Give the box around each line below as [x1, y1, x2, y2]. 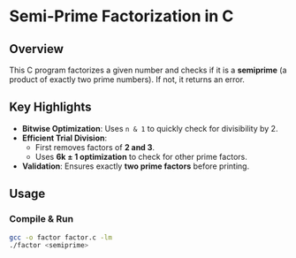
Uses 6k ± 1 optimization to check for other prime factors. [34, 151, 247, 162]
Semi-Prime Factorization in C [9, 6, 234, 27]
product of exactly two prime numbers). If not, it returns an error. [9, 74, 246, 85]
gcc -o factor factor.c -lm [9, 232, 113, 242]
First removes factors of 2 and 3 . [34, 141, 156, 152]
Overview [9, 42, 65, 57]
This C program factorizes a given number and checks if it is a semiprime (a [9, 64, 287, 75]
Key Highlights [9, 100, 92, 115]
